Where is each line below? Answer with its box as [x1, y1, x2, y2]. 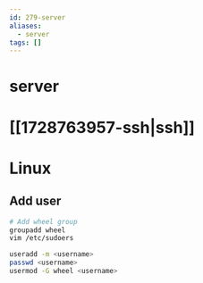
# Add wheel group [9, 217, 78, 226]
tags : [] [9, 37, 42, 47]
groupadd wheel [9, 225, 66, 235]
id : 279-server [9, 12, 66, 22]
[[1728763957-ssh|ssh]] [9, 117, 195, 137]
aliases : [9, 21, 42, 30]
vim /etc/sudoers [9, 234, 74, 243]
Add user [9, 194, 62, 209]
